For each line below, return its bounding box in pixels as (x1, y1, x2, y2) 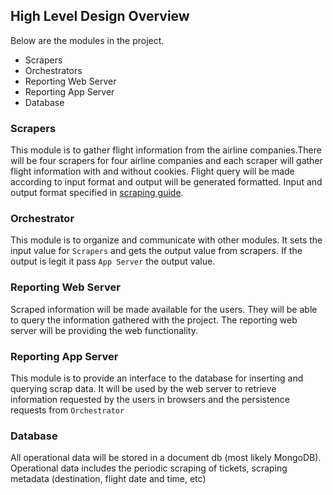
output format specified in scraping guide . (10, 187, 184, 199)
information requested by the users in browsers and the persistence (10, 394, 290, 405)
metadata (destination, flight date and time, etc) (10, 473, 207, 485)
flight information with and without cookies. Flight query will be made (10, 165, 295, 178)
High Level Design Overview (10, 8, 190, 25)
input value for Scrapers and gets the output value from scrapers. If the (10, 245, 303, 257)
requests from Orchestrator (10, 404, 125, 416)
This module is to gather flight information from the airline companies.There (10, 144, 322, 156)
